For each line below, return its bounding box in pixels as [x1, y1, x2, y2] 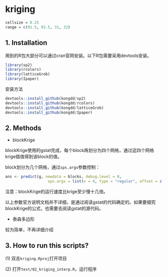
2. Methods [5, 123, 41, 132]
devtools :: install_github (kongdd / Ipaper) [5, 110, 93, 115]
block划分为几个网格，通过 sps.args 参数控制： [5, 164, 100, 170]
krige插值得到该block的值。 [5, 153, 62, 159]
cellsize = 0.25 [5, 20, 39, 25]
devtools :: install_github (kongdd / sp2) [5, 96, 86, 101]
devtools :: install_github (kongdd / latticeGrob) [5, 105, 104, 110]
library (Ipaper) [5, 76, 39, 81]
